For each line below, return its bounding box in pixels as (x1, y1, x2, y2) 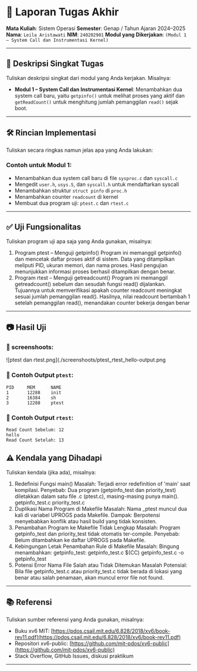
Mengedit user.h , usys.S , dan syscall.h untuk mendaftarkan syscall (14, 181, 179, 188)
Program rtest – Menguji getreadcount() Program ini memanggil (14, 274, 168, 281)
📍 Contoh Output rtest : (6, 413, 74, 421)
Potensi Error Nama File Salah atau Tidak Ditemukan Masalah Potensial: (14, 562, 188, 569)
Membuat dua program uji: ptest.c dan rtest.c (14, 200, 129, 207)
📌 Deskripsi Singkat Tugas (6, 59, 104, 69)
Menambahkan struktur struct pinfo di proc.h (14, 187, 127, 194)
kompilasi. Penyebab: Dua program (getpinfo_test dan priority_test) (14, 486, 176, 493)
